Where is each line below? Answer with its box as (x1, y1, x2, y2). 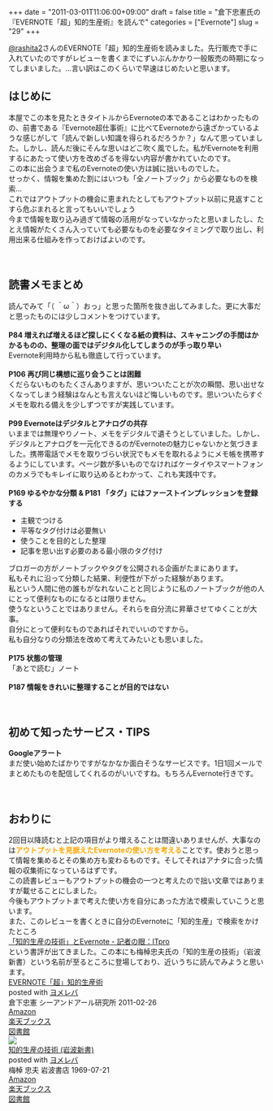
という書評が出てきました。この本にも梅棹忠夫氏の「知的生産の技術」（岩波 (8, 947, 262, 957)
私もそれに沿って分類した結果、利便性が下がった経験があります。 (8, 573, 228, 583)
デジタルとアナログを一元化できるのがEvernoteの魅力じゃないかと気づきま (8, 438, 259, 449)
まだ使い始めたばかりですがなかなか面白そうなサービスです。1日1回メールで (8, 758, 263, 768)
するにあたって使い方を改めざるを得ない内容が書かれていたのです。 (8, 153, 236, 163)
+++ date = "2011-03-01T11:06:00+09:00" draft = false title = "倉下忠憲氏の (8, 7, 262, 16)
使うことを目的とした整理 (19, 536, 106, 545)
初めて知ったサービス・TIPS (8, 726, 150, 740)
